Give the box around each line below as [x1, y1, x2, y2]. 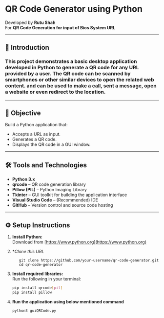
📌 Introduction [5, 43, 50, 52]
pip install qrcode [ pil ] [12, 285, 63, 291]
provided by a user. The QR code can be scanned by [5, 70, 131, 77]
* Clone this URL [12, 249, 45, 255]
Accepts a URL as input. [12, 131, 61, 137]
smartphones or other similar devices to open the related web [5, 77, 155, 83]
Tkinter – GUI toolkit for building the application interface [12, 192, 127, 198]
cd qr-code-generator [19, 262, 63, 267]
